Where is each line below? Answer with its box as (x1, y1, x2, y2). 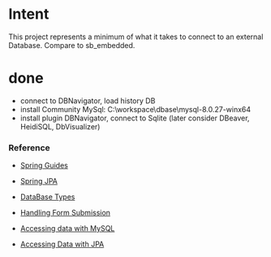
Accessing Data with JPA (19, 239, 105, 249)
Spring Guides (19, 160, 69, 171)
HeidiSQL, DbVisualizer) (19, 121, 101, 131)
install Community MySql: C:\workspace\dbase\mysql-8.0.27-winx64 (19, 104, 252, 114)
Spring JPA (19, 176, 58, 186)
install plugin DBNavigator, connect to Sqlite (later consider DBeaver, (19, 113, 250, 123)
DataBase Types (19, 192, 75, 202)
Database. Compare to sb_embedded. (8, 40, 135, 50)
